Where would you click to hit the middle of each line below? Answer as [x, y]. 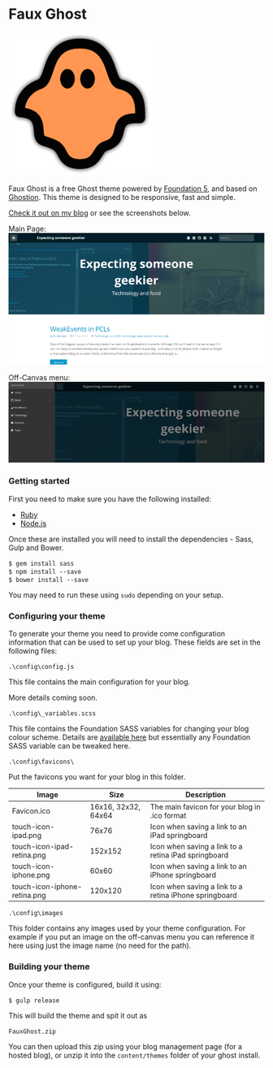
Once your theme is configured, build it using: [85, 984]
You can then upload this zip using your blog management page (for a [125, 1046]
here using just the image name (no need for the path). [100, 946]
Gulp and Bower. [36, 547]
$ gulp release [34, 1001]
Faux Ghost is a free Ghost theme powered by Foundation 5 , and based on [133, 189]
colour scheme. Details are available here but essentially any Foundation [130, 737]
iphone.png [31, 875]
